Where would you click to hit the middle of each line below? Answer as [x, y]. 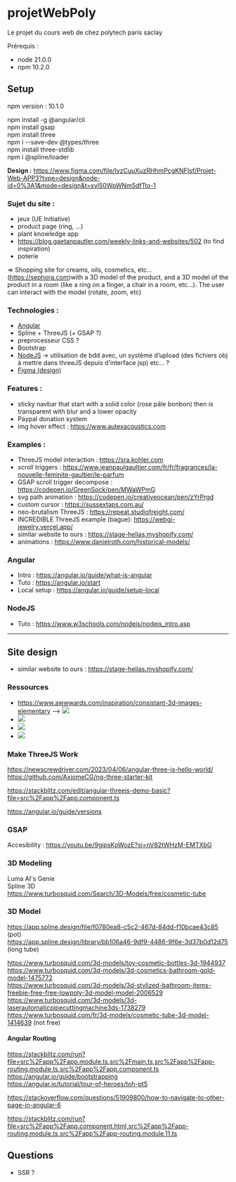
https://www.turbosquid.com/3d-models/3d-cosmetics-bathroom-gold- [112, 970]
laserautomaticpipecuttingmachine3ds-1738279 [77, 1007]
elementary [34, 711]
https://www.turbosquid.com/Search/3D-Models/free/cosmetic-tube [107, 894]
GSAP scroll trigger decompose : [65, 482]
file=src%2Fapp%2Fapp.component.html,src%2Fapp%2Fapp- [98, 1126]
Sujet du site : [31, 204]
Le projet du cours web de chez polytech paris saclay [85, 32]
